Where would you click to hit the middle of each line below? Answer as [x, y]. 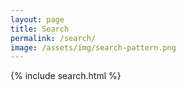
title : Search [40, 29]
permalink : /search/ [53, 38]
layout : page [37, 19]
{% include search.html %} [66, 76]
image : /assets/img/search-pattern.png [93, 47]
